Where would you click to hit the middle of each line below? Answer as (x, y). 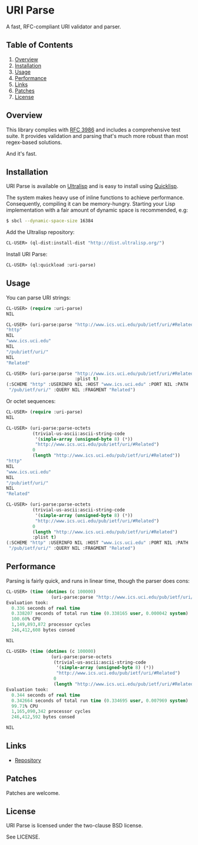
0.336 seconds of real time (46, 608)
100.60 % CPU (26, 619)
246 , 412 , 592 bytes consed (43, 717)
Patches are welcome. (33, 793)
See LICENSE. (23, 837)
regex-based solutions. (34, 142)
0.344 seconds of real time (46, 695)
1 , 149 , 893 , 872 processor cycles (51, 625)
